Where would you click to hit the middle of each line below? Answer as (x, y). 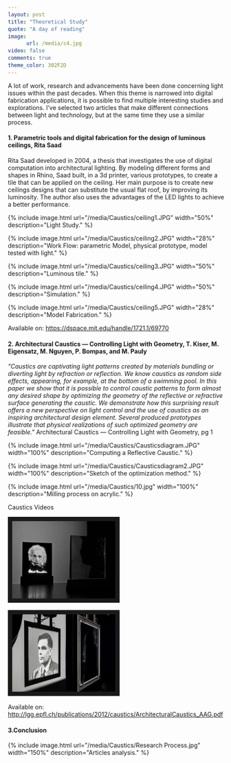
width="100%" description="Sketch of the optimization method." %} (104, 474)
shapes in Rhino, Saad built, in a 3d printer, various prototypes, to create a (113, 175)
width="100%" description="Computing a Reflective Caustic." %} (100, 453)
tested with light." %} (38, 253)
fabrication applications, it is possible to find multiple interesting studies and (115, 100)
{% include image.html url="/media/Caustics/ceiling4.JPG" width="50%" (111, 287)
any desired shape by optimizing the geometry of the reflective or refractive (115, 396)
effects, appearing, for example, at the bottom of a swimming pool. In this (112, 381)
